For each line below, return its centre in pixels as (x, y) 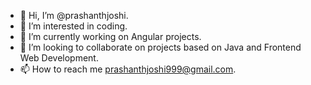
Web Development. (59, 58)
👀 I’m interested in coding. (73, 26)
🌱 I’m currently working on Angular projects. (110, 36)
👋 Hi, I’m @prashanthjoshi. (74, 15)
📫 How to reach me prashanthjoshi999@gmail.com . (128, 69)
